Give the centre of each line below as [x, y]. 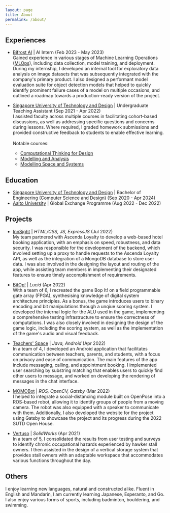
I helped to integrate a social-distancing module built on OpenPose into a [89, 396]
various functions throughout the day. [52, 460]
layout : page [19, 10]
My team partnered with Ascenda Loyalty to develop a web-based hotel [88, 237]
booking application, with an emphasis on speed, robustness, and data [87, 242]
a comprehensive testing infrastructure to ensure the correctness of [83, 317]
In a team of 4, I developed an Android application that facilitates [80, 348]
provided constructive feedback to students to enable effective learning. [88, 132]
